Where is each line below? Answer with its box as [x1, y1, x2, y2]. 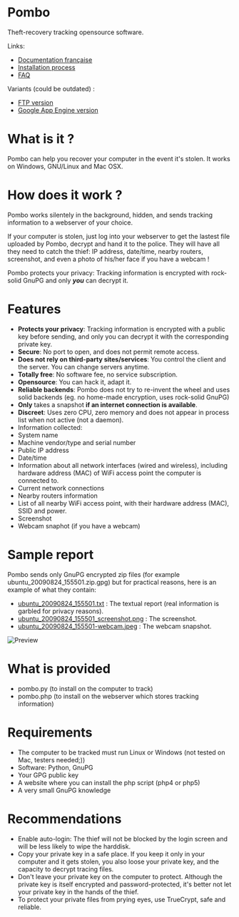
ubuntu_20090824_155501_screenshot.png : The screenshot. [17, 614, 198, 623]
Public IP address [17, 446, 69, 454]
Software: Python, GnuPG [17, 763, 94, 772]
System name [17, 431, 59, 439]
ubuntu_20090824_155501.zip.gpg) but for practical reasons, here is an [7, 578, 217, 586]
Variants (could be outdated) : [7, 84, 95, 93]
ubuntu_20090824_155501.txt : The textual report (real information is [17, 599, 220, 608]
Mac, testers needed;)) [17, 755, 86, 764]
